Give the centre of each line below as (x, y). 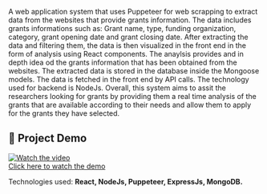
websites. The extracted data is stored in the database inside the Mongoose (134, 71)
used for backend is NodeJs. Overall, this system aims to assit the (117, 88)
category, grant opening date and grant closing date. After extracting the (128, 37)
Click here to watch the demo (57, 166)
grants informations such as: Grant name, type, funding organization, (122, 28)
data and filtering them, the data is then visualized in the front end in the (127, 46)
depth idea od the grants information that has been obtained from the (123, 62)
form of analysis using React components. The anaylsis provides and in (126, 54)
